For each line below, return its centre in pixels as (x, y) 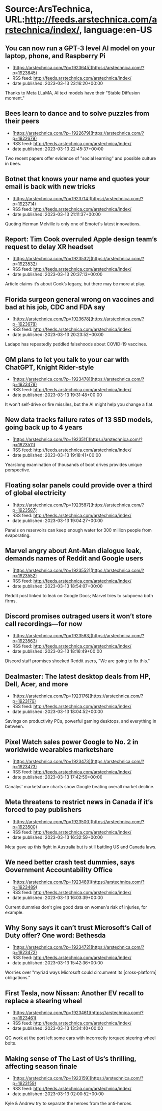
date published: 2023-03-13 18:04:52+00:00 (57, 711)
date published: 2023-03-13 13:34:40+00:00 (58, 1028)
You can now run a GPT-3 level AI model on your (80, 48)
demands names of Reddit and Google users (74, 559)
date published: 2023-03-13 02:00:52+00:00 (58, 1094)
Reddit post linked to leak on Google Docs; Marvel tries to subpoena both (79, 595)
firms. (11, 601)
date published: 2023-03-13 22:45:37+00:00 (58, 149)
